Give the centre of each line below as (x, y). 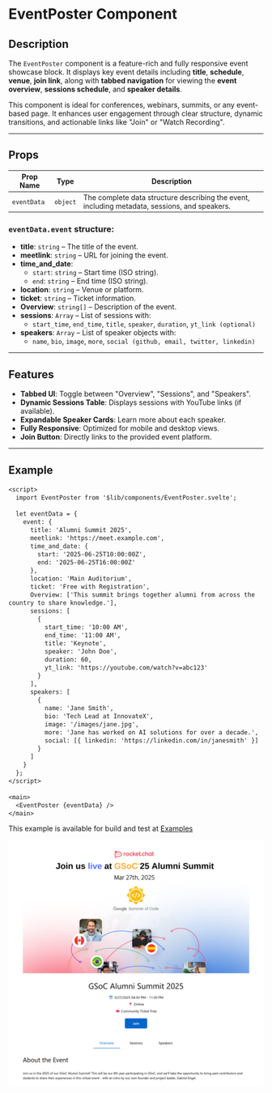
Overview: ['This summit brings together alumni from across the (142, 595)
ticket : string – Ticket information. (78, 298)
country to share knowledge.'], (63, 603)
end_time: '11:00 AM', (83, 635)
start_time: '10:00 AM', (86, 627)
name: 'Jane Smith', (79, 708)
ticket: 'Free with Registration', (90, 587)
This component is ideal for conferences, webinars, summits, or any (121, 105)
